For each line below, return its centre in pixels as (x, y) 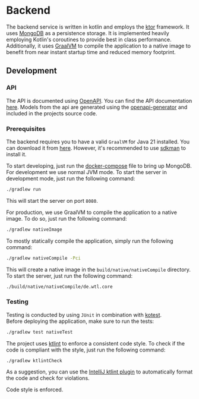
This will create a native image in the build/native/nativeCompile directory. (99, 269)
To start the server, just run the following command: (69, 276)
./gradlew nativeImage (34, 230)
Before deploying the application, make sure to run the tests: (80, 321)
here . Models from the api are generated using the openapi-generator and (97, 107)
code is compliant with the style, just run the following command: (86, 350)
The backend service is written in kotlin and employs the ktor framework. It (98, 27)
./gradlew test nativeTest (40, 332)
